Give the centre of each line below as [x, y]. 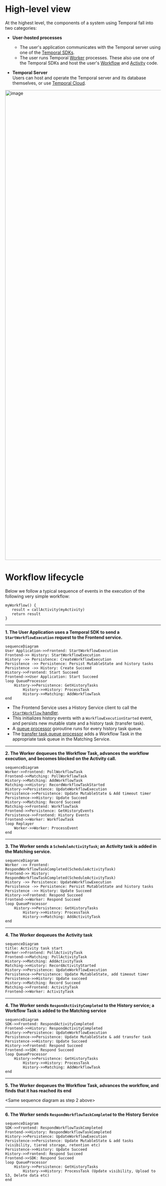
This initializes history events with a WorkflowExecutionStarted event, [83, 718]
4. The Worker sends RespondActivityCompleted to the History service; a [80, 1005]
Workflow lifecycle [44, 577]
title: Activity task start [34, 948]
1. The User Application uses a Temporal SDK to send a [62, 632]
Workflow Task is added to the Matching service [56, 1010]
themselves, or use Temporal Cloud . [49, 83]
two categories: [21, 28]
